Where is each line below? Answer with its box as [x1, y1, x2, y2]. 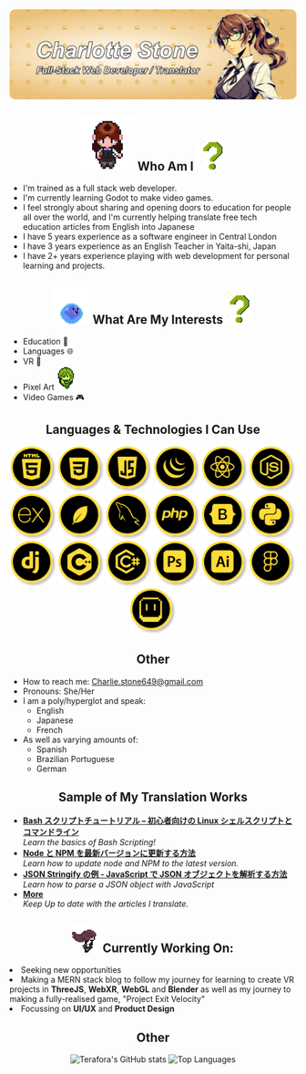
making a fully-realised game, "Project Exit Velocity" [9, 994, 206, 1005]
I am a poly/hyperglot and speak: [22, 695, 146, 706]
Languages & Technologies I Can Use [45, 421, 261, 437]
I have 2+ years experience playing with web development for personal [22, 251, 290, 262]
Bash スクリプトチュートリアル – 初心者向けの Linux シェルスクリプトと [22, 815, 293, 826]
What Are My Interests [92, 312, 223, 327]
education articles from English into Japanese [22, 222, 195, 232]
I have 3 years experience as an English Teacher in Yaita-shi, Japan [22, 241, 277, 252]
